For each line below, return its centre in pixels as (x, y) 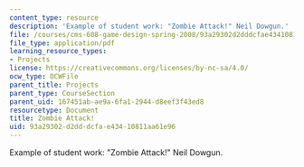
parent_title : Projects (54, 85)
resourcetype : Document (54, 110)
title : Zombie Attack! (52, 118)
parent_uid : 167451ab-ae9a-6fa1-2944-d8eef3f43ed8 (107, 102)
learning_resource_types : (58, 51)
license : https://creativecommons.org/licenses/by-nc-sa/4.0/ (129, 69)
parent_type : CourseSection (62, 93)
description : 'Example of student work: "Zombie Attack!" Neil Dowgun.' (149, 26)
